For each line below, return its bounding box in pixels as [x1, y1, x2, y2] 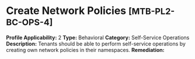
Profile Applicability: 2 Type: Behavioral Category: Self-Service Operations [6, 34, 190, 41]
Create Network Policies [6, 4, 127, 18]
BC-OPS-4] [6, 16, 53, 28]
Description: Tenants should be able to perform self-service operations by [6, 40, 186, 47]
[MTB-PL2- [128, 6, 175, 17]
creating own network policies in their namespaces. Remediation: [6, 46, 165, 53]
